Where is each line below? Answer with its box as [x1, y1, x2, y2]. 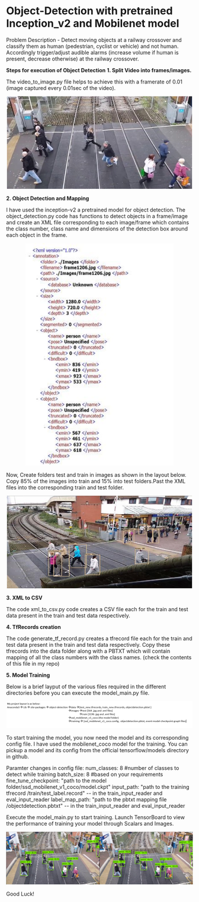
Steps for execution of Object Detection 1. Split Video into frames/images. [6, 66, 192, 73]
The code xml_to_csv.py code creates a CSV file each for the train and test [6, 605, 188, 612]
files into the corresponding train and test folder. [6, 484, 124, 491]
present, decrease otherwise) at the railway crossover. [6, 55, 139, 62]
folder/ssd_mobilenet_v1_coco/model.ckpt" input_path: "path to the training [6, 783, 190, 790]
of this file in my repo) [6, 660, 60, 667]
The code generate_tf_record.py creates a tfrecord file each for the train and [6, 635, 192, 642]
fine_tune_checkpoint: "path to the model [6, 777, 107, 784]
